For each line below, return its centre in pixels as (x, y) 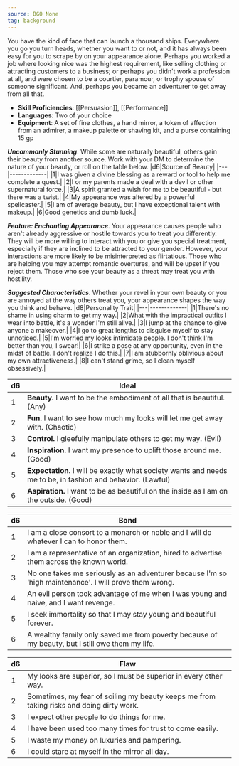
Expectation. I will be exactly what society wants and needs (127, 470)
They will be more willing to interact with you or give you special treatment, (117, 241)
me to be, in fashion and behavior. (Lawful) (99, 479)
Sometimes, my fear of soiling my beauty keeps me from (121, 696)
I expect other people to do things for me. (96, 717)
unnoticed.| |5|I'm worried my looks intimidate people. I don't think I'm (110, 338)
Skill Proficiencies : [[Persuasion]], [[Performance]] (93, 107)
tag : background (31, 21)
